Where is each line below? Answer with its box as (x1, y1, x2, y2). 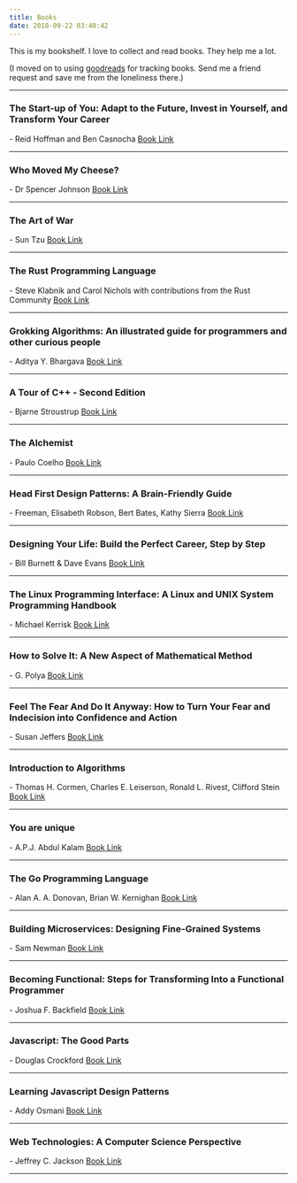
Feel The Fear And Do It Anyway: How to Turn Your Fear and (9, 700, 271, 712)
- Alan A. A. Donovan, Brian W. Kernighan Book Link (9, 892, 197, 903)
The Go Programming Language (9, 872, 148, 885)
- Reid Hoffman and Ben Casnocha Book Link (9, 134, 174, 144)
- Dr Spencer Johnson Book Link (9, 184, 128, 195)
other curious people (9, 335, 102, 348)
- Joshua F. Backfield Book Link (9, 1004, 126, 1015)
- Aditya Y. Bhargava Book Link (9, 356, 123, 366)
